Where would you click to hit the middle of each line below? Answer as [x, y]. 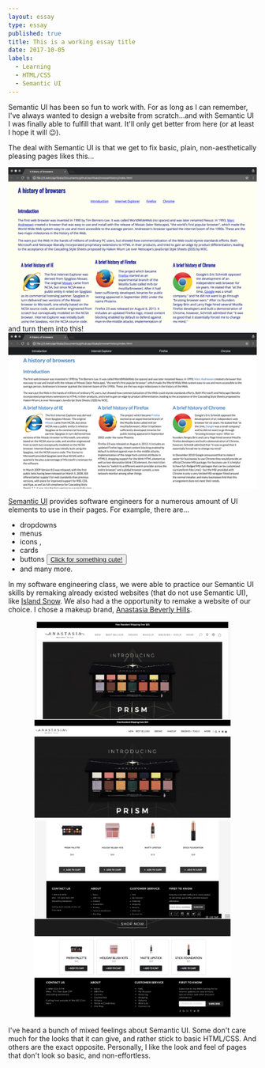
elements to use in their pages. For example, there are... [99, 509]
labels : [21, 59]
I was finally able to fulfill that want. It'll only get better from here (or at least [131, 123]
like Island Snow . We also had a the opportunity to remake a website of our [129, 600]
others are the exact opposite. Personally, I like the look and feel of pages [127, 1047]
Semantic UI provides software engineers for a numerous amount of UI [123, 501]
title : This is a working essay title [72, 42]
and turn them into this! [46, 328]
